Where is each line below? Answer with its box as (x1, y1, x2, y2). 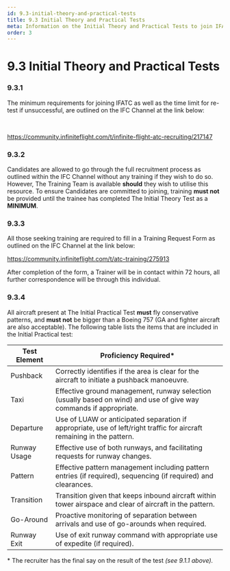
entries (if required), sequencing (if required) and (55, 471, 214, 481)
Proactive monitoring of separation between (55, 510, 197, 520)
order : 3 (7, 29, 32, 36)
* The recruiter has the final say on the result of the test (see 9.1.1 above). (7, 556, 214, 564)
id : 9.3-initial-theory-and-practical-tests (7, 10, 136, 17)
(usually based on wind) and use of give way (55, 395, 200, 404)
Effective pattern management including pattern (55, 462, 209, 472)
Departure (10, 423, 43, 433)
